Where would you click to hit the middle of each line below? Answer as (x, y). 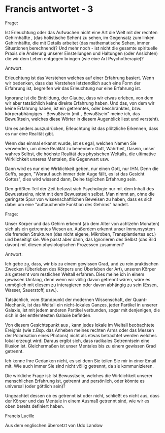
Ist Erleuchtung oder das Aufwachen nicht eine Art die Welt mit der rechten (81, 32)
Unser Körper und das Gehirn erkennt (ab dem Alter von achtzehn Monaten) (82, 223)
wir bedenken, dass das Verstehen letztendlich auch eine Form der (73, 83)
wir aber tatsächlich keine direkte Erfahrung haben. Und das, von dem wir (80, 103)
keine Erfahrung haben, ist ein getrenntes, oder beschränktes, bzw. (73, 108)
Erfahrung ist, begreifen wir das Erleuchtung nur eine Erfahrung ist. (73, 88)
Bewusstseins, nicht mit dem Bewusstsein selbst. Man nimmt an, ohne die (80, 194)
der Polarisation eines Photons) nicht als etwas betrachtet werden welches (81, 335)
